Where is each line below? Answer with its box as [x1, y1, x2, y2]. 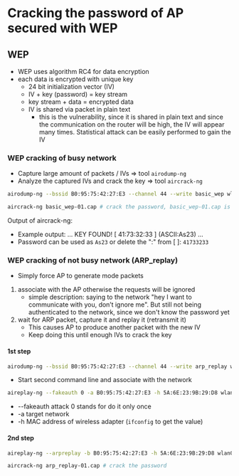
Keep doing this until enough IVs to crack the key [28, 331, 172, 339]
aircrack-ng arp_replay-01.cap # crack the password [7, 462, 167, 470]
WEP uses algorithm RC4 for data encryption [17, 68, 149, 75]
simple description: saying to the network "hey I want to [28, 293, 192, 302]
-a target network [17, 410, 70, 418]
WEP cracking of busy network [7, 153, 117, 163]
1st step [7, 347, 31, 355]
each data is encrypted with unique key [17, 75, 134, 83]
